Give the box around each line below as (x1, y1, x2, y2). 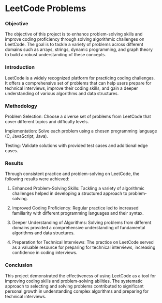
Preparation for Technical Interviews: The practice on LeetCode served (12, 239, 154, 245)
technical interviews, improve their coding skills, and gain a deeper (5, 85, 138, 91)
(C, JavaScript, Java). (5, 133, 48, 139)
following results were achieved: (5, 176, 70, 182)
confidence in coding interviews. (12, 250, 77, 255)
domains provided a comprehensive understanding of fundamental (12, 225, 146, 231)
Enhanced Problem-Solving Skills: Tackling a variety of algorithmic (12, 185, 145, 191)
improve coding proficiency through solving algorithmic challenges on (5, 36, 145, 42)
